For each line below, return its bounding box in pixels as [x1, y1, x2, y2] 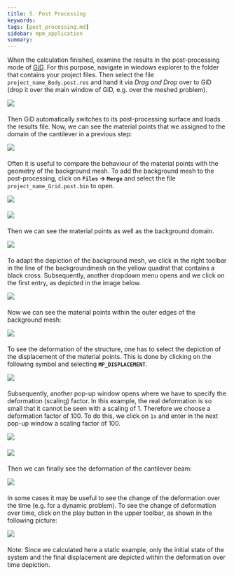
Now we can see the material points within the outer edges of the [7, 308, 196, 317]
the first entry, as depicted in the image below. [7, 279, 142, 287]
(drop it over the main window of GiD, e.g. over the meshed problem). [7, 86, 208, 94]
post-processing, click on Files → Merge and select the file [7, 174, 177, 183]
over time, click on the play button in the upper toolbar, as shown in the [7, 509, 212, 517]
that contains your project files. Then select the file [7, 71, 154, 79]
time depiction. [7, 561, 50, 569]
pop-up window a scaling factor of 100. [7, 419, 121, 428]
